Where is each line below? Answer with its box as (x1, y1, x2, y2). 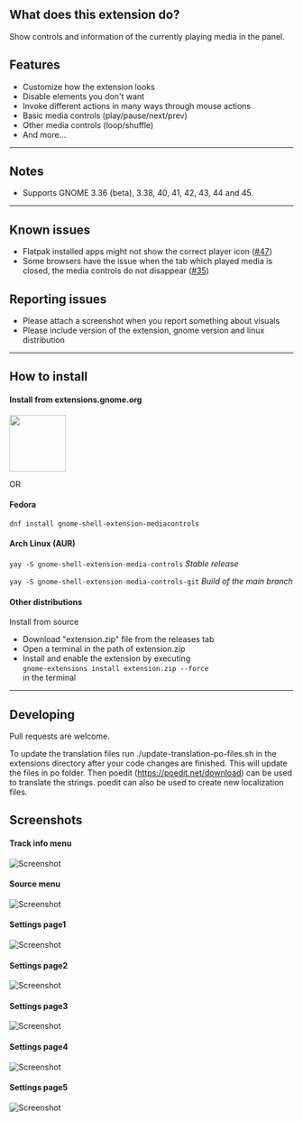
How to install (9, 369, 88, 384)
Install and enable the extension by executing (22, 653, 191, 664)
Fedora (9, 500, 37, 510)
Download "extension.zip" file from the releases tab (22, 634, 215, 645)
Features (9, 58, 60, 73)
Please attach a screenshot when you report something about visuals (22, 316, 280, 326)
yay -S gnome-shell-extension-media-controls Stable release (9, 558, 239, 569)
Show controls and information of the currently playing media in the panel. (9, 31, 286, 41)
